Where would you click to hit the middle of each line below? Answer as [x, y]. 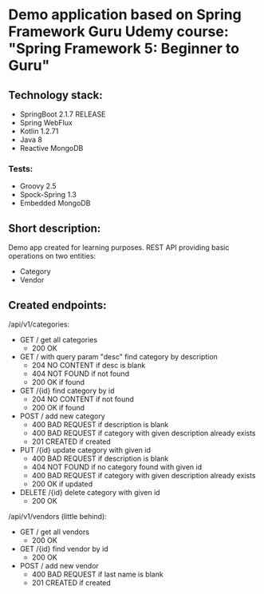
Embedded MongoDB [55, 203]
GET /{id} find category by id [67, 390]
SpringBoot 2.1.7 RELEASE [63, 114]
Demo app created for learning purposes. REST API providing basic [119, 247]
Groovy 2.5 [38, 186]
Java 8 [31, 140]
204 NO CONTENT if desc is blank [89, 365]
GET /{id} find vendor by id [64, 548]
